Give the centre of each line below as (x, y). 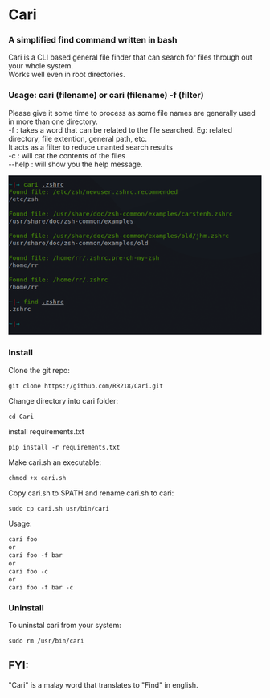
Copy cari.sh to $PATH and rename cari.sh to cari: (91, 493)
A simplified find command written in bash (93, 40)
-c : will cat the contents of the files (67, 155)
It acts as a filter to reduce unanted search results (90, 147)
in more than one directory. (53, 121)
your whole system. (41, 66)
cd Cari (21, 417)
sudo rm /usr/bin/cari (46, 641)
